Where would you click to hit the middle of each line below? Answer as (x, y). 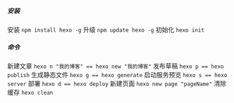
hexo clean (37, 92)
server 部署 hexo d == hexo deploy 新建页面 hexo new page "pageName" (110, 83)
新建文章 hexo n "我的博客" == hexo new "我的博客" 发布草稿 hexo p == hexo (116, 66)
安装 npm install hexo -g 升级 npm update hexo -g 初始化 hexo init (106, 29)
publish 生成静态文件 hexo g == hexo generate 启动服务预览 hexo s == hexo (117, 74)
